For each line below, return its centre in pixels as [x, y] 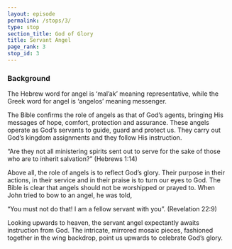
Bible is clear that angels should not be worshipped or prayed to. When [111, 188]
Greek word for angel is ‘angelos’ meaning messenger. [87, 101]
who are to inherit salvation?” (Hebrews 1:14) [73, 159]
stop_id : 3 [23, 54]
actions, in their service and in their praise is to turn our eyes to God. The [114, 180]
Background [29, 78]
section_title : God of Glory [50, 34]
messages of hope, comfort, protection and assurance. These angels [108, 123]
